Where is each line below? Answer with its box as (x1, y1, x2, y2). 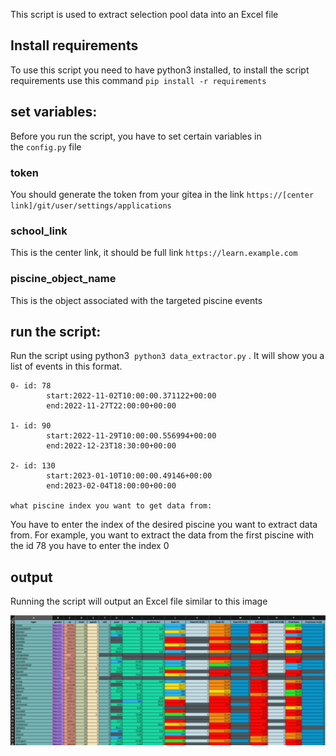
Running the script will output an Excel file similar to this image (10, 595, 268, 608)
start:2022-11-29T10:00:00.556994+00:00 (46, 431, 217, 441)
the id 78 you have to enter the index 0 (10, 540, 170, 552)
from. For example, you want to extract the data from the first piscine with (10, 529, 315, 541)
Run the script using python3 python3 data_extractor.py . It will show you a (10, 350, 325, 362)
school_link (10, 224, 68, 238)
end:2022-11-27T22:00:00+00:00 (46, 401, 177, 411)
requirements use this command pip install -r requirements (10, 74, 267, 86)
